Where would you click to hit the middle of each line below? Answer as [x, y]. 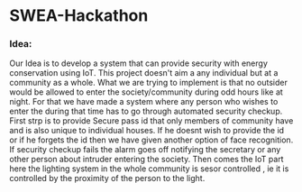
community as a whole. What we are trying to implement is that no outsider [149, 83]
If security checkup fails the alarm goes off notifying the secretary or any [145, 150]
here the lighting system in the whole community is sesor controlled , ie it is [149, 169]
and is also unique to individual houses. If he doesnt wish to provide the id [147, 131]
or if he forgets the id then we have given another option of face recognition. [151, 140]
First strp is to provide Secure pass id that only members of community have [151, 121]
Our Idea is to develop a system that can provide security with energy [139, 63]
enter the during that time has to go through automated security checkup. [146, 111]
